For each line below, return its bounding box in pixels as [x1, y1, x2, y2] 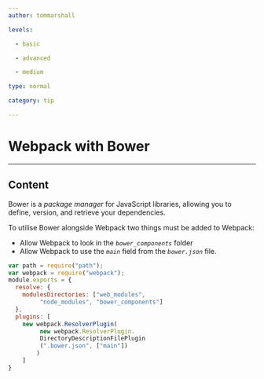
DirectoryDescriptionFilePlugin [39, 335, 146, 343]
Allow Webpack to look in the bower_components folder [19, 237, 193, 248]
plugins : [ [15, 312, 51, 321]
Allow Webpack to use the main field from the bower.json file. [19, 246, 217, 256]
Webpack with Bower [8, 138, 151, 156]
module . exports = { [8, 276, 72, 284]
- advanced [15, 54, 51, 62]
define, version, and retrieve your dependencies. [8, 208, 167, 217]
